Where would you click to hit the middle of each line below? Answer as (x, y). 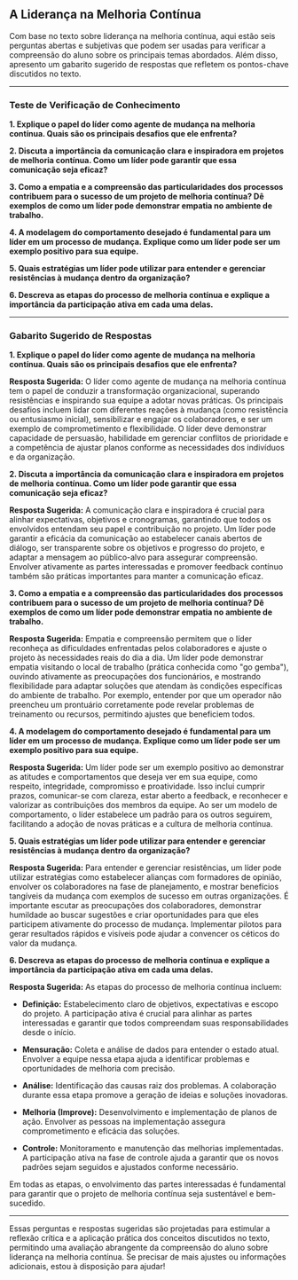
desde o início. (49, 1033)
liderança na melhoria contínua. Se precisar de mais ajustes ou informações (148, 1257)
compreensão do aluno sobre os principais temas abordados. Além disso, (144, 55)
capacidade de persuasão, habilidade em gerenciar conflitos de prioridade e (149, 438)
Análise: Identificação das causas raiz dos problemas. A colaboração (149, 1086)
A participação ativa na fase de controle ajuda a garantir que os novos (150, 1158)
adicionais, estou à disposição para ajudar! (87, 1267)
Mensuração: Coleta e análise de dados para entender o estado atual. (150, 1049)
